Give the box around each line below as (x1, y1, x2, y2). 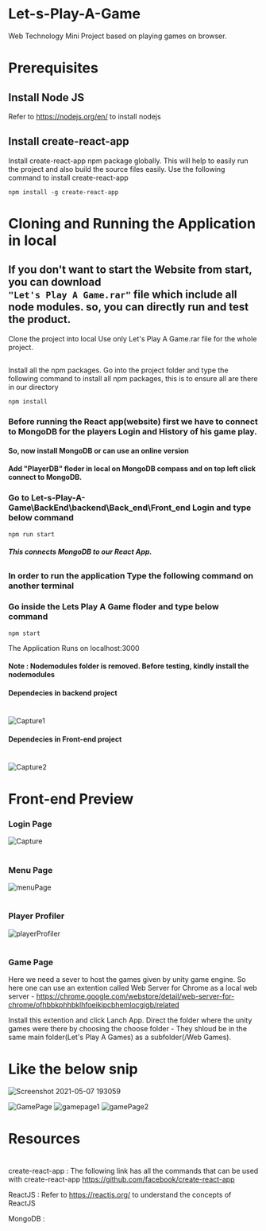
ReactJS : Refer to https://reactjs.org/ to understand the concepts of (8, 1190, 232, 1200)
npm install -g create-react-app (8, 188, 119, 196)
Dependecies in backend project (8, 688, 118, 698)
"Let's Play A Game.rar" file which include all (8, 288, 237, 302)
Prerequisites (8, 59, 99, 77)
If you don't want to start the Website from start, (8, 263, 253, 277)
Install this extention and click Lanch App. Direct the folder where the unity (8, 1015, 253, 1025)
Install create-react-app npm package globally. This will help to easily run (8, 156, 249, 166)
